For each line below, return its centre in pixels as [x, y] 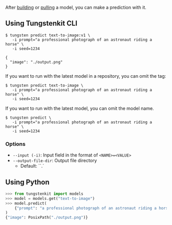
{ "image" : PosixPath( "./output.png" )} [47, 218]
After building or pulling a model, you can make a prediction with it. [76, 7]
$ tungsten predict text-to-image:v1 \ [48, 35]
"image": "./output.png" [36, 62]
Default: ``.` [32, 166]
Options [15, 144]
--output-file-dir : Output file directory [55, 161]
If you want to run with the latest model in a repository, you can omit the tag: [86, 76]
